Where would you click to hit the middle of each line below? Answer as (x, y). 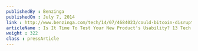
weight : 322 (22, 33)
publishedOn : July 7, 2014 (41, 17)
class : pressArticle (33, 39)
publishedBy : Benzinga (35, 11)
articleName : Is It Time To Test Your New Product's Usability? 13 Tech (99, 28)
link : (14, 22)
